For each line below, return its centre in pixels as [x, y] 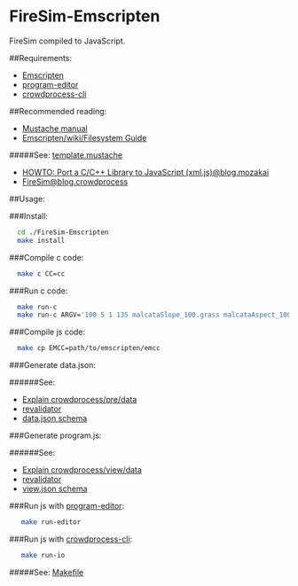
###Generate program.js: [55, 435]
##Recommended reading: [58, 111]
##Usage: [27, 199]
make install [41, 240]
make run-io [43, 556]
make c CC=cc [41, 273]
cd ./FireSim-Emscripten [63, 232]
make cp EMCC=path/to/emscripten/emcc [89, 348]
